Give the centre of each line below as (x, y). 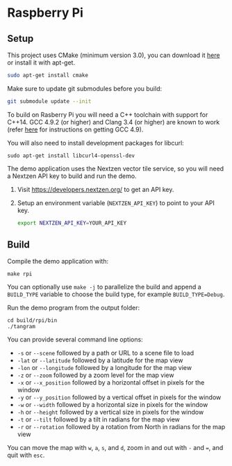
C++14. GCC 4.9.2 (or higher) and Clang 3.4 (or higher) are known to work (114, 122)
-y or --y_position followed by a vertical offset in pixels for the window (119, 397)
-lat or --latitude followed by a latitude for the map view (100, 360)
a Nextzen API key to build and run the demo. (72, 176)
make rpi (20, 274)
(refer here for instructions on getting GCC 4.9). (75, 129)
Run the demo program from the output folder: (74, 308)
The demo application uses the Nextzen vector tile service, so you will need (116, 168)
